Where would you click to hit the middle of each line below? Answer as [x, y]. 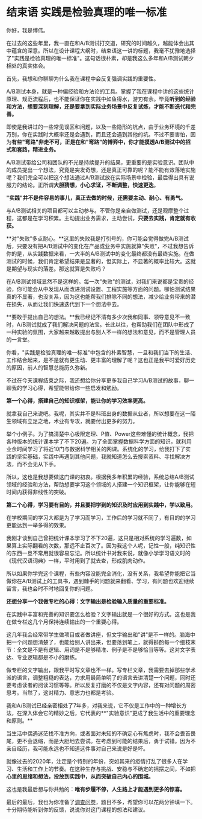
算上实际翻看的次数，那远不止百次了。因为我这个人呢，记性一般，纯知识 [101, 545]
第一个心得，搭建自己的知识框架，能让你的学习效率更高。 [77, 400]
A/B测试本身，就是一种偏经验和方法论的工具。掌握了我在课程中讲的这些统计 [100, 91]
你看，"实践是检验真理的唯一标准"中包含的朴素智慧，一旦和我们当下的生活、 [101, 352]
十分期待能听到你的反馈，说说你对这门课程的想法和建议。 [77, 809]
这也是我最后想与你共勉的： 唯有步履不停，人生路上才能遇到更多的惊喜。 [96, 789]
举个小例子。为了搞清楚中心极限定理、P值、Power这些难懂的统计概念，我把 [100, 434]
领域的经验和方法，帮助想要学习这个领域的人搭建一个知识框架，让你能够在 [98, 484]
